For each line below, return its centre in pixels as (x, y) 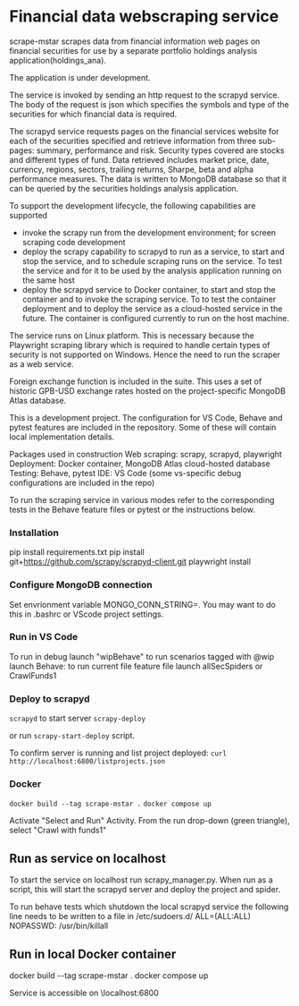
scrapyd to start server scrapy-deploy (77, 719)
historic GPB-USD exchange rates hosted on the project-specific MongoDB (148, 390)
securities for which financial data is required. (93, 114)
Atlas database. (38, 400)
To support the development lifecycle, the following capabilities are (133, 205)
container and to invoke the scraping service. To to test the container (149, 299)
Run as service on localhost (88, 858)
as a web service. (42, 363)
